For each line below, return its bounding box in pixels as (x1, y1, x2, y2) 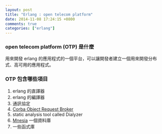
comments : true (5, 21, 37, 26)
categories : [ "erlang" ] (5, 26, 55, 31)
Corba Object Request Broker (12, 106, 74, 112)
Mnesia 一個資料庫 (12, 117, 51, 123)
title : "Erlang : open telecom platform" (5, 12, 93, 17)
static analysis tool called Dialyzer (12, 111, 83, 117)
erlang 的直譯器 (12, 88, 45, 94)
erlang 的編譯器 (12, 94, 45, 100)
